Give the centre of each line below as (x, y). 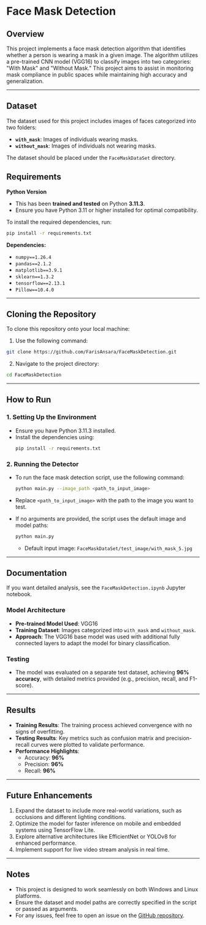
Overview (25, 34)
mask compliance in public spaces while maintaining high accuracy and (97, 74)
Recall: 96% (40, 771)
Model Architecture (36, 610)
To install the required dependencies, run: (59, 222)
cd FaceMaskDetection (34, 375)
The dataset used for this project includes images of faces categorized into (101, 121)
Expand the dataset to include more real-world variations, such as (98, 810)
